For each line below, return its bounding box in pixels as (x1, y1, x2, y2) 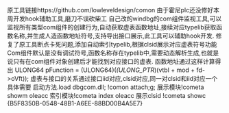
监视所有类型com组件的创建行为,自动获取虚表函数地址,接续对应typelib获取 (7, 23, 217, 31)
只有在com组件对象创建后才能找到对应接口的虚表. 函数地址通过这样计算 (12, 58, 215, 65)
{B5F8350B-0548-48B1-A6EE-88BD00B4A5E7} (7, 99, 143, 108)
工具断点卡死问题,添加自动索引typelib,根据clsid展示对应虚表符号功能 (25, 40, 217, 48)
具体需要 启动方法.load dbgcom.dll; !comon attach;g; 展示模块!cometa (7, 83, 204, 91)
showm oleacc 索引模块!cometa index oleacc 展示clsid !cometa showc (7, 92, 206, 99)
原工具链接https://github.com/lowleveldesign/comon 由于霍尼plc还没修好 (7, 6, 214, 14)
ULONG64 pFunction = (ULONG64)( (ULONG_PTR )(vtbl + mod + (14, 66, 195, 74)
